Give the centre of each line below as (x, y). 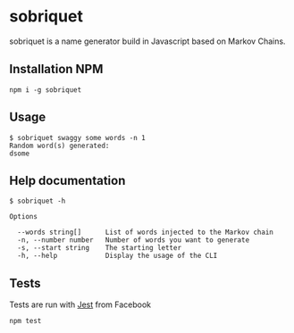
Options (24, 217)
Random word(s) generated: (59, 146)
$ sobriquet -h (38, 201)
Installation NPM (56, 69)
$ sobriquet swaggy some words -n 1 (77, 137)
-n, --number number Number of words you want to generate (134, 240)
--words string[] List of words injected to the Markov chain (146, 233)
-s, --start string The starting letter (99, 248)
